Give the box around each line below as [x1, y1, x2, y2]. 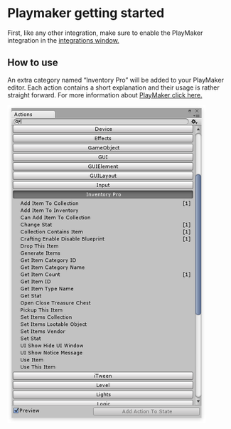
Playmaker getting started [7, 5, 165, 21]
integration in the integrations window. [7, 36, 119, 44]
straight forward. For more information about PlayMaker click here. [7, 90, 203, 99]
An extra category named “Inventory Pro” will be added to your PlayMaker [7, 75, 224, 84]
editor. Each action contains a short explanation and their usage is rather [7, 83, 220, 92]
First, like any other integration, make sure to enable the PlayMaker [7, 28, 203, 37]
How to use [7, 57, 58, 69]
